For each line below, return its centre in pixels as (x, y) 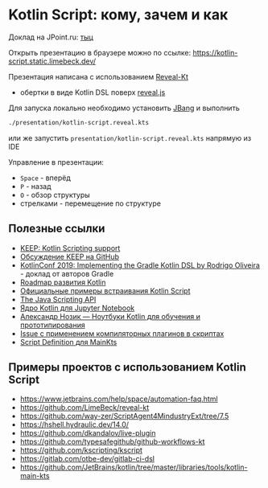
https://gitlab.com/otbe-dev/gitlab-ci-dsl (87, 459)
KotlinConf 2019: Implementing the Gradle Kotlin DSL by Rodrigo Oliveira (140, 265)
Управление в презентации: (56, 162)
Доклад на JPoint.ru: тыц (51, 37)
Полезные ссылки (57, 229)
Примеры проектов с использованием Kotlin (128, 367)
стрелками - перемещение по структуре (90, 203)
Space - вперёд (45, 178)
